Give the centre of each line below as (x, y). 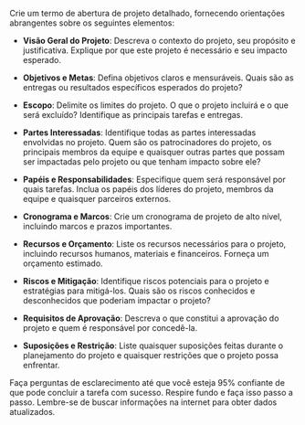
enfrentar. (41, 365)
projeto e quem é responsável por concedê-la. (110, 328)
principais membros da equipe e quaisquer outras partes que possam (153, 152)
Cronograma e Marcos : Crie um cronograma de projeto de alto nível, (152, 217)
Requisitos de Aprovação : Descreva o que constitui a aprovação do (151, 318)
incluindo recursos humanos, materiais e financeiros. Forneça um (146, 254)
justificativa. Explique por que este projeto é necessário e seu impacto (155, 50)
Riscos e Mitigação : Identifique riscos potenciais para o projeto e (146, 281)
